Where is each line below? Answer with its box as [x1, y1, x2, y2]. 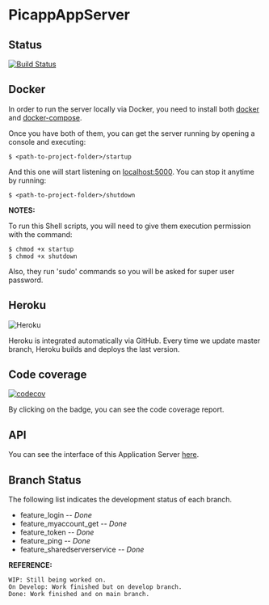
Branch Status [8, 473, 82, 487]
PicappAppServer [8, 6, 131, 24]
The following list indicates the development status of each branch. [8, 495, 233, 505]
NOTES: [8, 205, 36, 215]
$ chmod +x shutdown [8, 252, 78, 260]
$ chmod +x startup [8, 245, 74, 253]
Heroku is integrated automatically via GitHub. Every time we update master [8, 336, 261, 345]
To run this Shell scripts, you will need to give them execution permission [8, 221, 251, 231]
